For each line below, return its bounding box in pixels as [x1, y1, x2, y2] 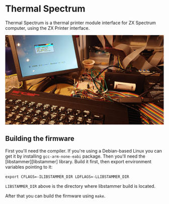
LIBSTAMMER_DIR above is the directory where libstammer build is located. [5, 183, 156, 189]
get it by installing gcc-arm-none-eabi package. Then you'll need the [5, 153, 146, 159]
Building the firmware [5, 134, 74, 143]
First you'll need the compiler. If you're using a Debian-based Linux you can [5, 148, 162, 154]
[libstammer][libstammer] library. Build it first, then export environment [5, 158, 152, 164]
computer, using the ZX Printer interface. [5, 25, 90, 31]
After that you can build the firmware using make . [5, 192, 106, 199]
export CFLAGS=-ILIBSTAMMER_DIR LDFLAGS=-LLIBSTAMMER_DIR [5, 174, 129, 179]
